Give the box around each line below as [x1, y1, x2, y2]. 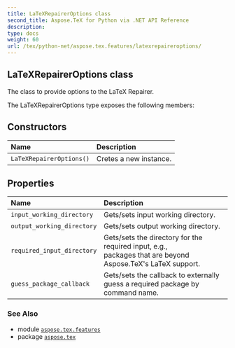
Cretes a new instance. [97, 153, 172, 163]
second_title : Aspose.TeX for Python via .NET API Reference [7, 17, 190, 24]
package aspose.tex [17, 332, 76, 340]
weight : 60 [7, 36, 39, 43]
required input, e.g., [104, 242, 168, 251]
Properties [7, 178, 55, 190]
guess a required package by [104, 279, 199, 289]
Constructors [7, 121, 67, 133]
